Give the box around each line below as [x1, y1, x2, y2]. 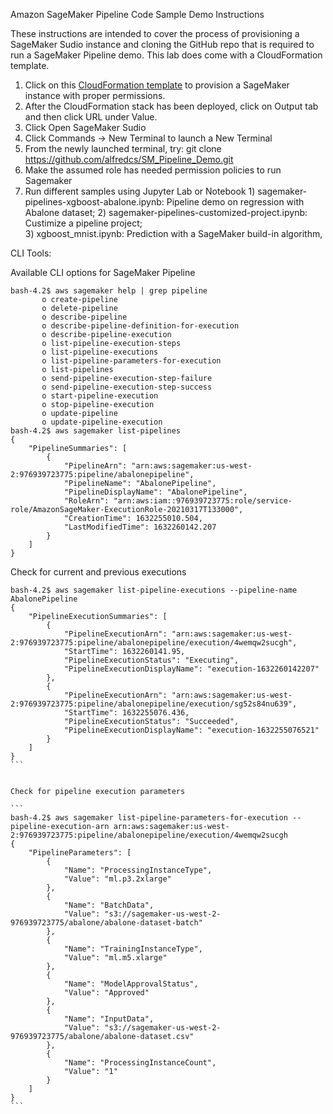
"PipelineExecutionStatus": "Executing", [63, 655, 240, 665]
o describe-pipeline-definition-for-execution [41, 321, 240, 331]
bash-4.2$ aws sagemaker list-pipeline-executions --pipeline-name [10, 585, 298, 595]
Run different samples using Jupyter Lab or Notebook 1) [24, 185, 256, 197]
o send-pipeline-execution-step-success [41, 382, 213, 392]
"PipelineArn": [63, 461, 128, 471]
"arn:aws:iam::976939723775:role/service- [113, 496, 293, 506]
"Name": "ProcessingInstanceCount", [63, 1058, 217, 1068]
